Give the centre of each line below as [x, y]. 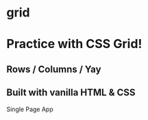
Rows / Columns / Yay [54, 69]
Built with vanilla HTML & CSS [71, 93]
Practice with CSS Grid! [74, 44]
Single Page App [30, 109]
